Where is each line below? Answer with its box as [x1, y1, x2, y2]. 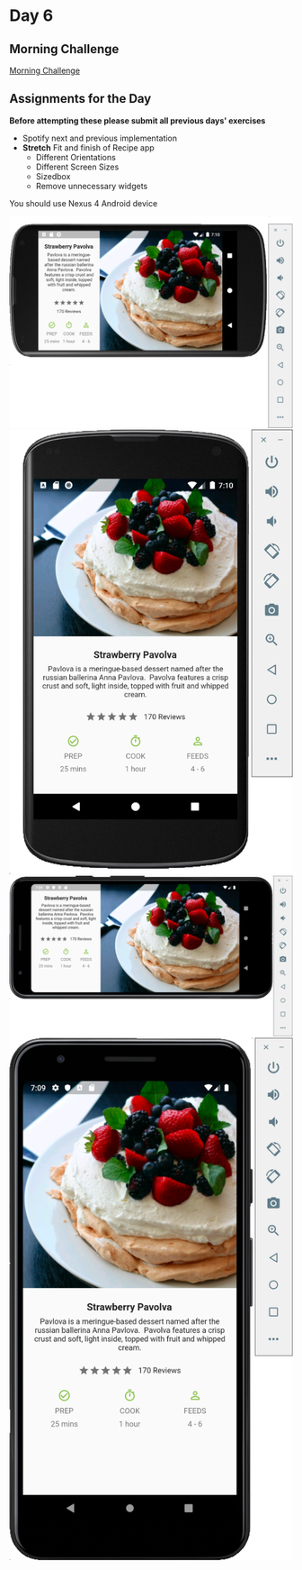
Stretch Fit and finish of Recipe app [22, 141, 155, 153]
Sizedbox [35, 170, 71, 181]
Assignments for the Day [9, 91, 152, 106]
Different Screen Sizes [35, 161, 120, 172]
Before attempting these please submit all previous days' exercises [9, 114, 266, 126]
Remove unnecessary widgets [35, 180, 148, 191]
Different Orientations [35, 151, 117, 162]
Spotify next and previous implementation [22, 132, 178, 143]
